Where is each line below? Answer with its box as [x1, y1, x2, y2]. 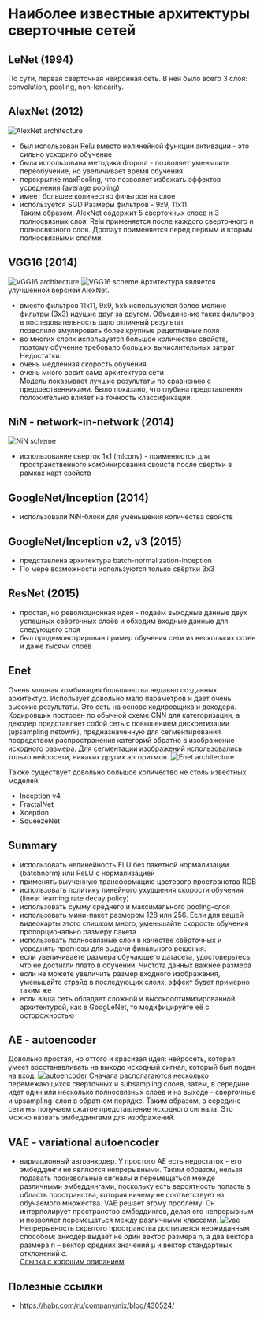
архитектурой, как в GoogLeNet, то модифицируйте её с [19, 1002, 210, 1012]
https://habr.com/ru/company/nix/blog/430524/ [19, 1301, 175, 1310]
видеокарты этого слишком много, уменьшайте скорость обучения [19, 919, 249, 928]
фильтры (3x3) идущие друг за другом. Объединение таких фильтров [19, 309, 255, 318]
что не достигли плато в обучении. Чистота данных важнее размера [19, 960, 252, 970]
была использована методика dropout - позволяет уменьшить [19, 158, 230, 167]
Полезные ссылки [8, 1279, 103, 1293]
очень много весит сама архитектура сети [19, 367, 164, 377]
